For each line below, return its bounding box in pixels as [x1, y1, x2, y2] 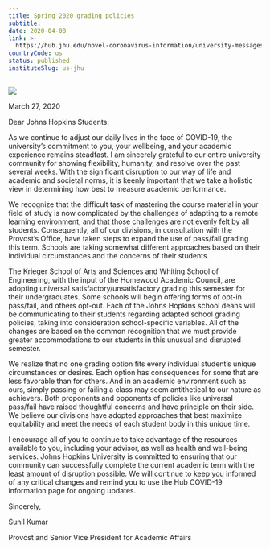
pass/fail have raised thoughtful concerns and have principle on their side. [8, 402, 255, 411]
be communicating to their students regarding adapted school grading [8, 309, 241, 319]
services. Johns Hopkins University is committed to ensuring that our [8, 452, 238, 461]
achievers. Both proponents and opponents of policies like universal [8, 393, 233, 402]
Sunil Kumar [8, 517, 48, 526]
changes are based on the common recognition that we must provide [8, 326, 237, 336]
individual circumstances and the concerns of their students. [8, 250, 210, 260]
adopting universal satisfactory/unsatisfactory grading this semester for [8, 283, 246, 293]
